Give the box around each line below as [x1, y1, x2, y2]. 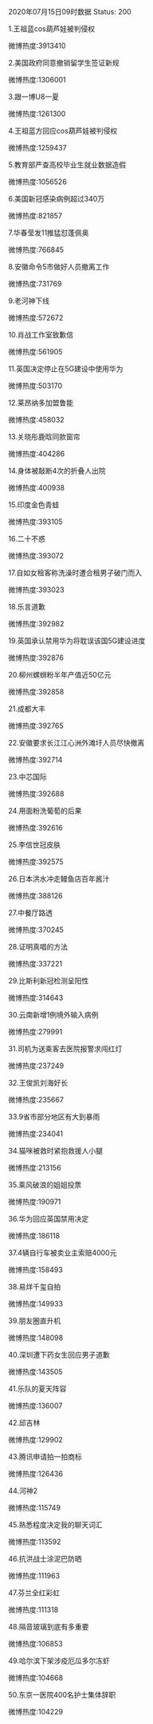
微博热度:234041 [8, 1129, 64, 1138]
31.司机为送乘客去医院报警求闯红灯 [8, 1044, 123, 1054]
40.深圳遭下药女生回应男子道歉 [8, 1350, 110, 1359]
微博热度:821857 [8, 211, 62, 220]
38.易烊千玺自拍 [8, 1282, 61, 1291]
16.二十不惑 [8, 534, 45, 543]
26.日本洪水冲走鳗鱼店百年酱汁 [8, 874, 110, 883]
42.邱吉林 [8, 1418, 41, 1427]
